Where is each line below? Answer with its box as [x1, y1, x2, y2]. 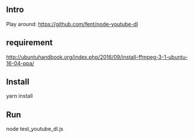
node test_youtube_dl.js [6, 126, 64, 133]
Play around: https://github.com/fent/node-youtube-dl [6, 20, 138, 27]
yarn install [6, 92, 33, 100]
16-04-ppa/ [6, 59, 34, 67]
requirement [6, 38, 53, 48]
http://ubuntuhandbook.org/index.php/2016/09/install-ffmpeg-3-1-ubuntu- [6, 53, 188, 60]
